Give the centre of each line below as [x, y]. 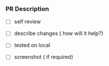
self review [27, 22]
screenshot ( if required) [44, 57]
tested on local [32, 45]
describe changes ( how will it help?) [59, 34]
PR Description [27, 9]
